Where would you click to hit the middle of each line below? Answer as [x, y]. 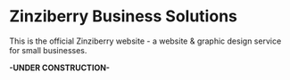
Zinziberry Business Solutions [124, 16]
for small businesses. [48, 50]
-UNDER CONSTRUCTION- [59, 68]
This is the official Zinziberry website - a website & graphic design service [145, 41]
